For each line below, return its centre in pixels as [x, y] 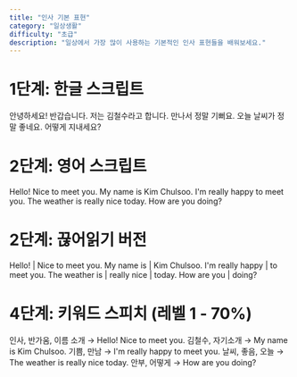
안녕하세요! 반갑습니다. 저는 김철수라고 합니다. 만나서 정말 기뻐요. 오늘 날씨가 [142, 116]
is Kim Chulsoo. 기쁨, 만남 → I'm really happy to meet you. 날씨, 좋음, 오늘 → [147, 351]
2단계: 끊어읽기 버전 [78, 240]
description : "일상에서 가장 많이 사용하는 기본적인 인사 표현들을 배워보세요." [138, 42]
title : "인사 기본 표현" [50, 17]
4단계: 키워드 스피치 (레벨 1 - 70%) [131, 314]
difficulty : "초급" [44, 34]
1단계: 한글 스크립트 [77, 89]
